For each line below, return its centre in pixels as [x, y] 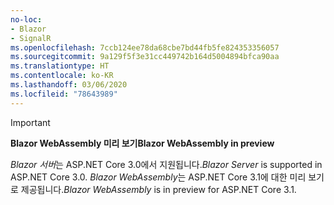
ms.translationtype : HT [60, 66]
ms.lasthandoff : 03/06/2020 [69, 85]
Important [30, 122]
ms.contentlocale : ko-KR [62, 76]
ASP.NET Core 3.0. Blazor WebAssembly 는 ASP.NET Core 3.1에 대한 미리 [158, 177]
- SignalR [31, 38]
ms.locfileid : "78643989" [64, 94]
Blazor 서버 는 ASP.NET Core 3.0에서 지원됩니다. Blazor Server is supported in [166, 164]
